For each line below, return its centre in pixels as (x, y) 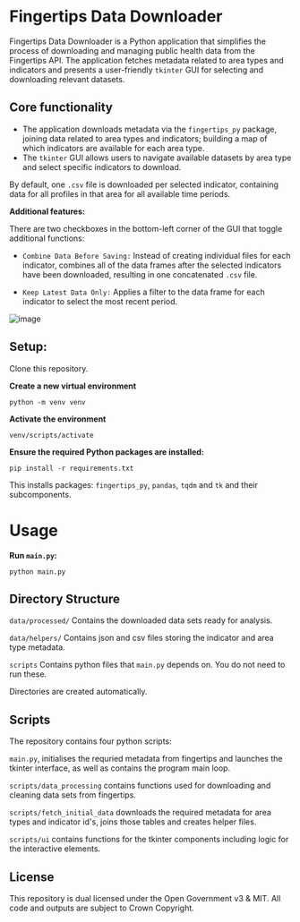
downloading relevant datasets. (67, 79)
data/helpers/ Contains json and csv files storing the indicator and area (142, 638)
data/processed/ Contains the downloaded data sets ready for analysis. (141, 620)
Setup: (28, 347)
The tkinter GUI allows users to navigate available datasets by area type (157, 158)
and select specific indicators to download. (102, 166)
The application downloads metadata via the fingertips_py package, (150, 129)
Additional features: (47, 211)
